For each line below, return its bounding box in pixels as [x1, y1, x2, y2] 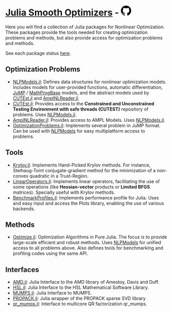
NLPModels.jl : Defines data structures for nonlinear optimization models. [12, 79, 167, 85]
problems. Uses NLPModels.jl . [12, 111, 77, 118]
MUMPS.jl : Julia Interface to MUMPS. [12, 290, 92, 296]
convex [12, 173, 29, 179]
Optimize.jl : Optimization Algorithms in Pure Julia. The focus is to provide [12, 234, 167, 240]
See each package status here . [5, 50, 71, 56]
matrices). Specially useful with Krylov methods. [12, 189, 116, 195]
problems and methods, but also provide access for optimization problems [5, 34, 163, 41]
